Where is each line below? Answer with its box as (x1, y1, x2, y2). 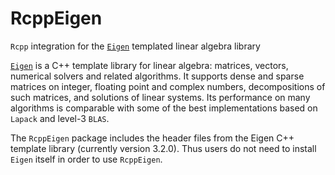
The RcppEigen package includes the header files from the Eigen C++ (10, 132, 295, 144)
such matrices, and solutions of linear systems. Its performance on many (10, 91, 311, 103)
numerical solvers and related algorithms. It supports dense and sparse (10, 70, 305, 82)
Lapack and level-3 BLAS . (10, 112, 110, 124)
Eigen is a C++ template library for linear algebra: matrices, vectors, (10, 59, 289, 71)
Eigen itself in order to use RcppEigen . (10, 153, 163, 165)
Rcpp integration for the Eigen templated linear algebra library (10, 40, 261, 52)
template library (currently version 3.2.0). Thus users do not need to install (10, 142, 317, 154)
